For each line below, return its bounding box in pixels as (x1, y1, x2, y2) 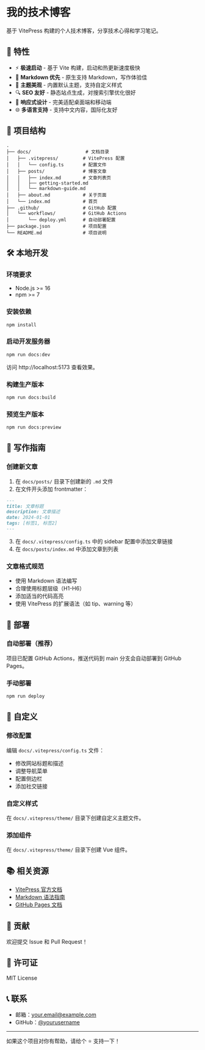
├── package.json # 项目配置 (6, 223, 107, 229)
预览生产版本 (6, 410, 45, 419)
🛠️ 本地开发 (6, 248, 49, 258)
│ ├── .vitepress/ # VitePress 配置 (6, 155, 125, 161)
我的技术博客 (6, 6, 71, 20)
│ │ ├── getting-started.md (6, 180, 88, 186)
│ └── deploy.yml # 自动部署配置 (6, 216, 116, 223)
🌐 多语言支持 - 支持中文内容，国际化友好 (15, 106, 118, 113)
